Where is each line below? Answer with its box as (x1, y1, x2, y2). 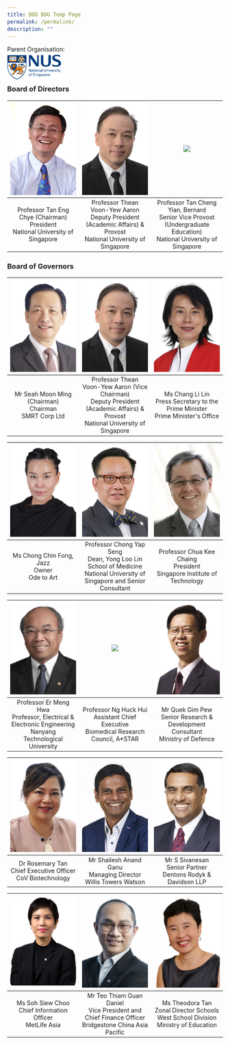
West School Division (157, 1013, 217, 1022)
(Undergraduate (164, 221, 210, 229)
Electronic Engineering (11, 720, 75, 728)
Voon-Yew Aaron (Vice (81, 383, 149, 391)
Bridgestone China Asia (81, 1020, 149, 1029)
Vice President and (88, 1006, 142, 1014)
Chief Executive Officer (10, 866, 76, 875)
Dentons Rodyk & (162, 870, 212, 879)
